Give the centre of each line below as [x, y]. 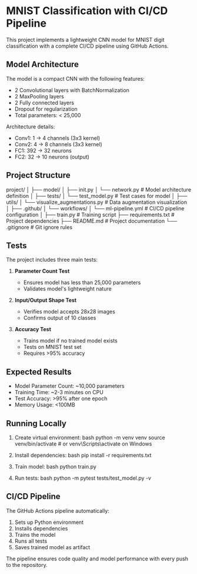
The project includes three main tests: [52, 260]
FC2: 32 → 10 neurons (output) [52, 157]
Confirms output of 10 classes [60, 318]
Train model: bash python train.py [56, 466]
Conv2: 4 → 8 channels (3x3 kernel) [59, 144]
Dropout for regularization [46, 109]
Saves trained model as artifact [52, 547]
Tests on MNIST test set [52, 347]
